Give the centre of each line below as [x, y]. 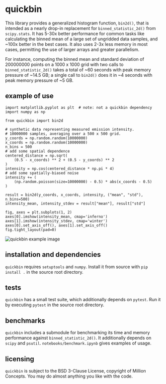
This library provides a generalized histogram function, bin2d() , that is [77, 23]
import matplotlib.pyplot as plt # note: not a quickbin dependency [79, 107]
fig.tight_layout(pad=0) [31, 230]
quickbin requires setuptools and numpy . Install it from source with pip [77, 267]
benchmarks [25, 320]
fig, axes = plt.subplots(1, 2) [39, 212]
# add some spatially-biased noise [42, 173]
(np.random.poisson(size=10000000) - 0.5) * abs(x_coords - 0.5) [83, 182]
